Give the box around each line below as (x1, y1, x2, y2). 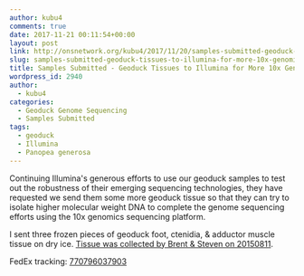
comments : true (9, 22, 67, 31)
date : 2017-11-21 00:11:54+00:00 (9, 30, 136, 39)
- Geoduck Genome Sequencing (17, 106, 128, 115)
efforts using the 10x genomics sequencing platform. (9, 211, 206, 222)
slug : (9, 55, 30, 64)
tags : (9, 123, 30, 132)
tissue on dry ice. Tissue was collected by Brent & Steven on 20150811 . (9, 238, 274, 249)
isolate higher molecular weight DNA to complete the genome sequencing (9, 201, 285, 213)
